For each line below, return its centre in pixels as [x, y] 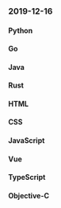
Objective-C [29, 195]
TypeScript [27, 177]
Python [21, 31]
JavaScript [27, 141]
